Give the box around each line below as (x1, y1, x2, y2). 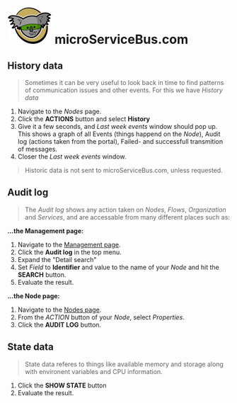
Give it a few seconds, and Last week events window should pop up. (17, 123, 218, 130)
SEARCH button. (17, 270, 67, 279)
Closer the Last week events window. (17, 152, 127, 161)
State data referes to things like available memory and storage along (24, 360, 224, 368)
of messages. (17, 145, 58, 153)
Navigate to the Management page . (17, 240, 121, 249)
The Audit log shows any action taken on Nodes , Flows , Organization (24, 205, 226, 214)
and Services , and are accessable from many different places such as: (24, 212, 230, 221)
